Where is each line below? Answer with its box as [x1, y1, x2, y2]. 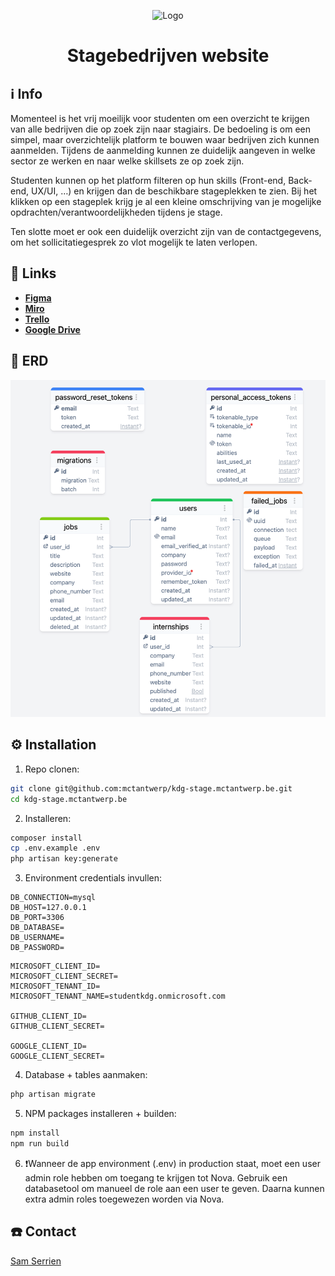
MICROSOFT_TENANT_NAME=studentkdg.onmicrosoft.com [10, 991, 226, 1002]
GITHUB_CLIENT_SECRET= [10, 1021, 105, 1032]
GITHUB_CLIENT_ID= [10, 1011, 87, 1022]
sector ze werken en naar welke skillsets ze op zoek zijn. [10, 155, 245, 167]
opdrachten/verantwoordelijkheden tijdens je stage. [10, 206, 223, 218]
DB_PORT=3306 [10, 913, 65, 923]
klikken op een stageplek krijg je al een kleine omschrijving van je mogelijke [10, 196, 322, 207]
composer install [10, 833, 83, 843]
